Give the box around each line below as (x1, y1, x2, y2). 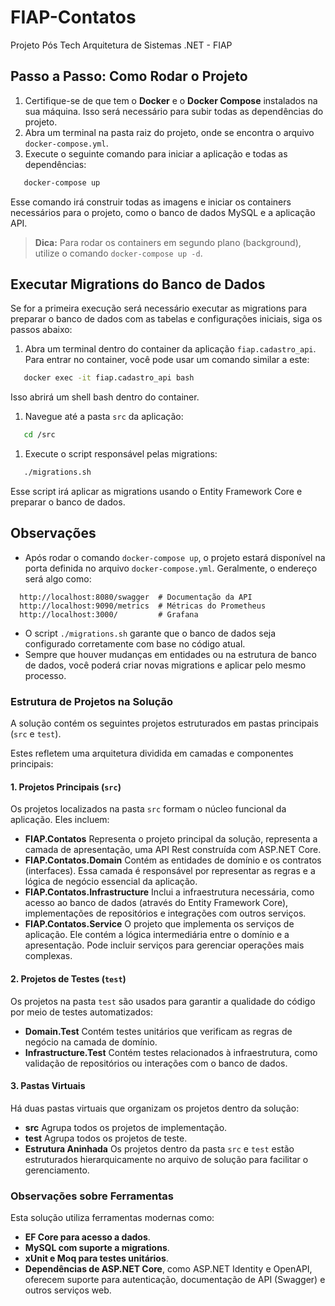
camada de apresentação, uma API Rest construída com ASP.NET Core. (24, 844, 322, 856)
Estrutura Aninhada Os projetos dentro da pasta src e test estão (24, 1142, 295, 1155)
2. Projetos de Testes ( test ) (10, 972, 127, 985)
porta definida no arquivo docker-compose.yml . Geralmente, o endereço (24, 562, 318, 574)
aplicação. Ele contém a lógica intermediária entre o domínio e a (24, 929, 290, 941)
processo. (24, 669, 67, 681)
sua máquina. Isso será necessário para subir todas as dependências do (24, 105, 324, 117)
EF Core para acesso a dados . (24, 1231, 151, 1243)
